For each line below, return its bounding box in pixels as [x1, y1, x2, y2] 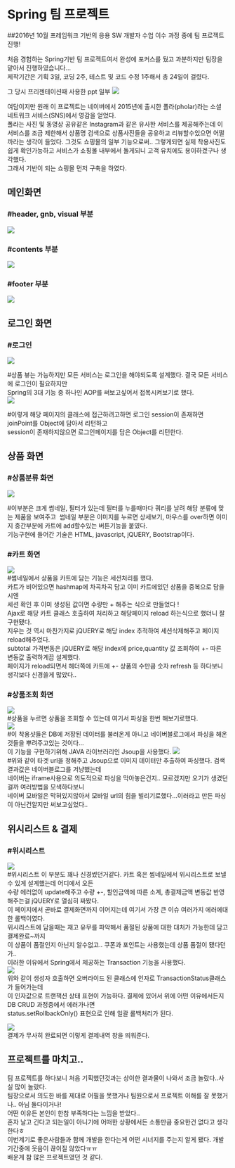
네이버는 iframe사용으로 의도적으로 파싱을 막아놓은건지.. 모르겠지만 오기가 [7, 774, 210, 782]
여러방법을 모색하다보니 [20, 782, 85, 792]
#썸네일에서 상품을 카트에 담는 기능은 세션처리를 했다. [7, 573, 154, 582]
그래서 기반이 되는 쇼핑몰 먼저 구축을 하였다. [7, 163, 128, 172]
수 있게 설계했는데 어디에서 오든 [7, 879, 94, 887]
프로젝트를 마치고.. [7, 1053, 84, 1066]
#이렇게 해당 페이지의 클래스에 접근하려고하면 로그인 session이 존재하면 [7, 410, 204, 419]
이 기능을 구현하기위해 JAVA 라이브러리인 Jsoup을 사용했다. [7, 747, 172, 756]
